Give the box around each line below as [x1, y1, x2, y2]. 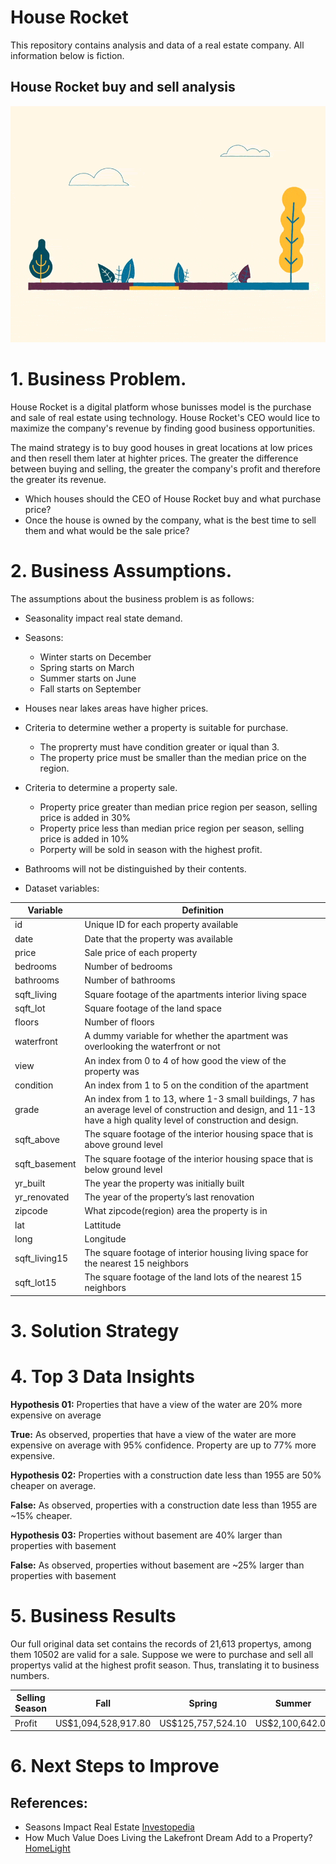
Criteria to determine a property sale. [24, 781, 178, 793]
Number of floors [84, 1016, 155, 1028]
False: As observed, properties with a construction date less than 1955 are [10, 1499, 318, 1511]
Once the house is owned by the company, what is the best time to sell [24, 514, 317, 526]
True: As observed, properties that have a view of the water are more [10, 1429, 297, 1440]
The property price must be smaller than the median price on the [39, 751, 307, 763]
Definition [181, 904, 225, 916]
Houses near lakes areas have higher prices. [24, 702, 209, 714]
